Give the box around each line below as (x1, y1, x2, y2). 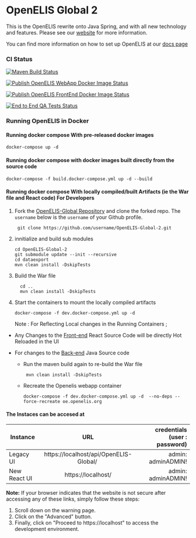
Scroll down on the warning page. (14, 506, 96, 513)
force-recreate (23, 398, 60, 404)
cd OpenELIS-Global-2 (14, 246, 67, 252)
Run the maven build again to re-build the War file (23, 360, 143, 367)
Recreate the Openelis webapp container (23, 382, 122, 389)
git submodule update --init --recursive (14, 251, 117, 257)
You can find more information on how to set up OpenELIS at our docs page (6, 40, 188, 47)
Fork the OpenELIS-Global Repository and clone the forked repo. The (14, 207, 181, 214)
